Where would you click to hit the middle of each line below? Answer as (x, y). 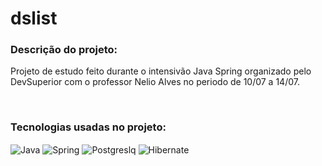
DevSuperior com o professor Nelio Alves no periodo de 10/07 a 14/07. (155, 82)
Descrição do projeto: (64, 50)
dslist (34, 18)
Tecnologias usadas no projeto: (88, 127)
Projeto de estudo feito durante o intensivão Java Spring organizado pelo (161, 71)
